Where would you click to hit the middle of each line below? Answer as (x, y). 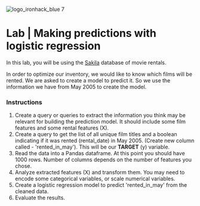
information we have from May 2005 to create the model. (76, 87)
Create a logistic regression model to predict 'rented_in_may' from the (101, 185)
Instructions (24, 102)
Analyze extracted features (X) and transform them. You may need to (100, 173)
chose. (23, 166)
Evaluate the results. (40, 198)
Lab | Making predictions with (81, 33)
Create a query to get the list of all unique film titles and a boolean (96, 134)
